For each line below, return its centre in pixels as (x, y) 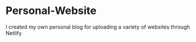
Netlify (14, 33)
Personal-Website (51, 11)
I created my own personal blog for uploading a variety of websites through (98, 27)
